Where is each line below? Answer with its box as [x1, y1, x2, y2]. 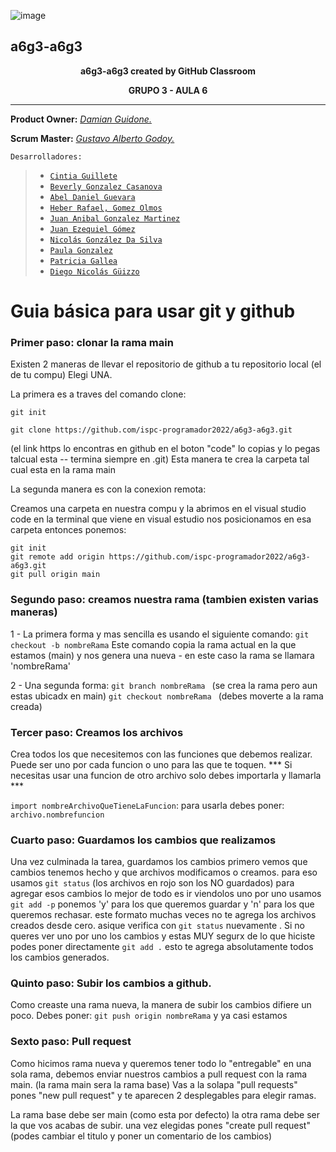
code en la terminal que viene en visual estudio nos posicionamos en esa [10, 513, 312, 525]
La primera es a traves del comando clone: [10, 388, 187, 400]
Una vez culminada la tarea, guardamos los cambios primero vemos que [10, 856, 308, 868]
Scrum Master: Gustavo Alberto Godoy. [10, 132, 175, 144]
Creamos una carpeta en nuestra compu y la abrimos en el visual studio [10, 503, 307, 515]
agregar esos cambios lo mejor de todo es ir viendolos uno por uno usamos [10, 888, 322, 900]
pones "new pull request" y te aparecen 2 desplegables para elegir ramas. [10, 1089, 317, 1101]
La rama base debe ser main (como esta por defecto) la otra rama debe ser [10, 1108, 321, 1120]
